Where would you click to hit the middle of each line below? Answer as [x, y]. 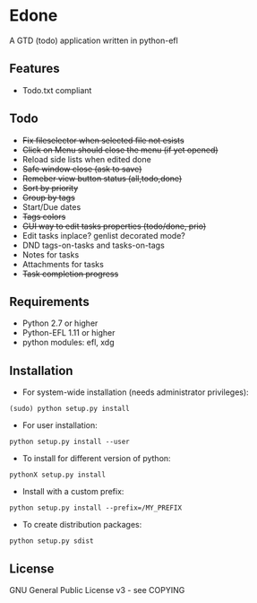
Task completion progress [70, 274]
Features [34, 69]
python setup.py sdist [51, 541]
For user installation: [60, 425]
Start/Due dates [51, 206]
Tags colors [44, 216]
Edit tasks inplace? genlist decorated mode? [103, 235]
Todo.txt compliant [57, 90]
